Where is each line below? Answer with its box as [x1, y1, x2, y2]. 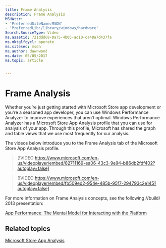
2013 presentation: [5, 200, 44, 206]
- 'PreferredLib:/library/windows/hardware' [5, 26, 99, 31]
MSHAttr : [5, 16, 23, 21]
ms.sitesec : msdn [5, 44, 41, 49]
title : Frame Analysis [5, 7, 52, 12]
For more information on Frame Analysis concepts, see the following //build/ [5, 195, 161, 201]
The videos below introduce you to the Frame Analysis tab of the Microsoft [5, 140, 158, 146]
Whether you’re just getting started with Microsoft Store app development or [5, 104, 162, 110]
